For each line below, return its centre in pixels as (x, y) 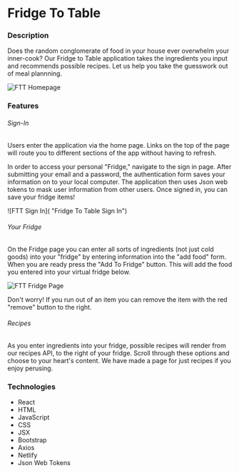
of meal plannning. (35, 73)
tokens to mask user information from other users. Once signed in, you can (118, 189)
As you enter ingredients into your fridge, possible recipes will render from (117, 346)
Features (23, 106)
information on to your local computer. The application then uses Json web (118, 182)
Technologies (31, 387)
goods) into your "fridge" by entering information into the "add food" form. (117, 256)
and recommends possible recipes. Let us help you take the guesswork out (118, 66)
